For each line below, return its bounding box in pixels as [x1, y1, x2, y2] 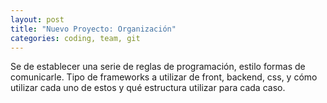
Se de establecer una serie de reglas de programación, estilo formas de [10, 61, 306, 73]
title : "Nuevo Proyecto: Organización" [10, 24, 177, 34]
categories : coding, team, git [10, 33, 141, 43]
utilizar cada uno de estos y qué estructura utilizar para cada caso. [10, 82, 286, 94]
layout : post [10, 14, 65, 25]
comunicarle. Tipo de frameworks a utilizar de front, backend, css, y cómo [10, 71, 318, 83]
